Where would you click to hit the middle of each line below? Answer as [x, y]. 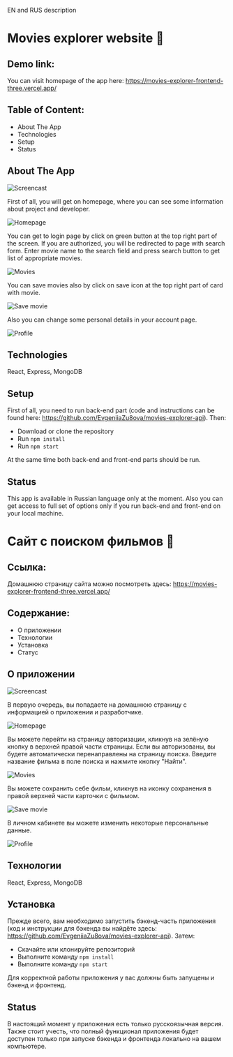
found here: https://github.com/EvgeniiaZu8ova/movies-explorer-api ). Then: [117, 418]
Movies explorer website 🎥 [86, 38]
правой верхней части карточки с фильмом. [73, 795]
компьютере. [27, 1047]
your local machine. [36, 513]
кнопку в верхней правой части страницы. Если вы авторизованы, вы [111, 747]
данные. [20, 830]
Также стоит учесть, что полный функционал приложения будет [103, 1031]
